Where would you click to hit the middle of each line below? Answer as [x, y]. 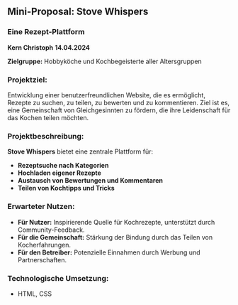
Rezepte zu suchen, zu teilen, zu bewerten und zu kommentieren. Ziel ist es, [119, 102]
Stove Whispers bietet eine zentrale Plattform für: [80, 151]
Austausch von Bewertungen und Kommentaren [90, 181]
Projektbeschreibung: [46, 136]
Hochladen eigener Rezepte [59, 173]
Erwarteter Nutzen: [41, 207]
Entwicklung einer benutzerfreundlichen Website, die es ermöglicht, [106, 95]
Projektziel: [28, 80]
